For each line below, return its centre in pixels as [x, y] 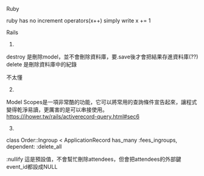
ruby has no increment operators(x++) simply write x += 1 [79, 20]
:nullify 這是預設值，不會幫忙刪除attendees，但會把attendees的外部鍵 [94, 159]
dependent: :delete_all [34, 146]
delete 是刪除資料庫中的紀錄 [42, 64]
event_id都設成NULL [32, 167]
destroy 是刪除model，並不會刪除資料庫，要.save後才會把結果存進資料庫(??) [102, 57]
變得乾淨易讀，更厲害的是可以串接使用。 [57, 110]
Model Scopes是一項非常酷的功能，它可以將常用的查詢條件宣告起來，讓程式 [102, 102]
